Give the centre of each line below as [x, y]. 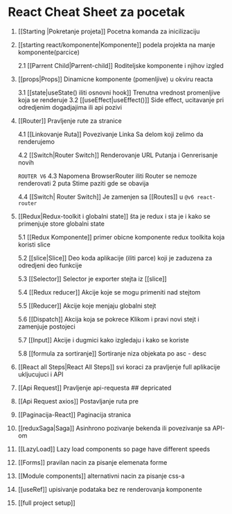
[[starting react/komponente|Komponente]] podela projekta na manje [116, 44]
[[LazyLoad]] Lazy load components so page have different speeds [114, 449]
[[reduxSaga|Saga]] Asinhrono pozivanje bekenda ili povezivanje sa [114, 428]
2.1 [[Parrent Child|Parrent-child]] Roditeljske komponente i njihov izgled [121, 65]
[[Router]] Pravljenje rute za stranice [70, 121]
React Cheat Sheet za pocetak [97, 12]
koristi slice [34, 244]
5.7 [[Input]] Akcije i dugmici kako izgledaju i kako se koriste [103, 340]
